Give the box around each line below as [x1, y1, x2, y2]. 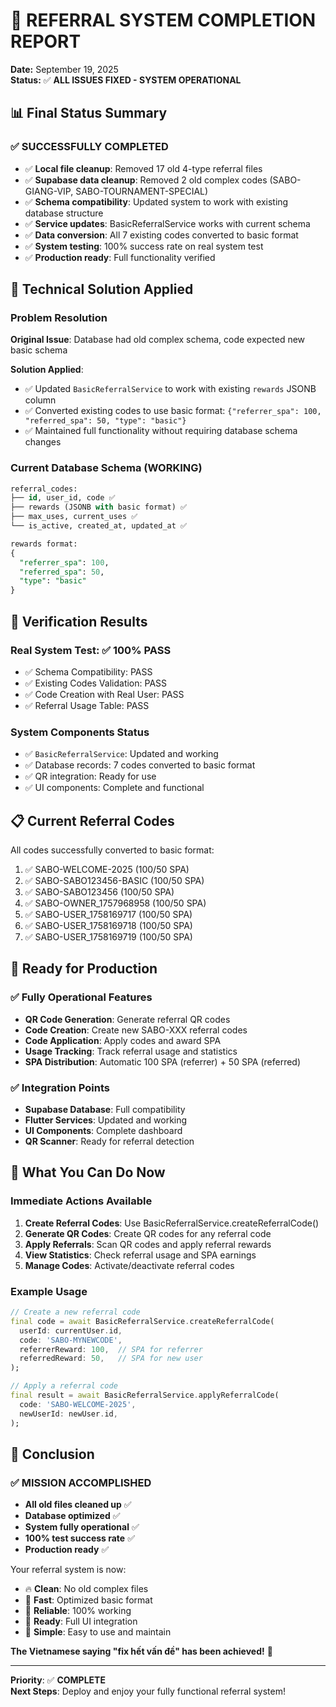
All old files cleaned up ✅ [24, 1499, 132, 1511]
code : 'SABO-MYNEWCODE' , [19, 1335, 123, 1345]
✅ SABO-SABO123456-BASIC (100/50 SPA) [24, 875, 205, 887]
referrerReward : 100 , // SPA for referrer [19, 1344, 203, 1354]
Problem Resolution [10, 310, 108, 324]
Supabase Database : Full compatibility [24, 1104, 186, 1116]
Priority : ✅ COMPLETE [10, 1674, 106, 1686]
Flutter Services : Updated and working [24, 1114, 188, 1126]
